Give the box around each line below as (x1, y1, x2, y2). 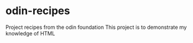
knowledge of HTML (5, 29, 55, 37)
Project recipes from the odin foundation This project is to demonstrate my (5, 24, 187, 31)
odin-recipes (5, 4, 70, 18)
